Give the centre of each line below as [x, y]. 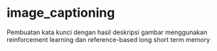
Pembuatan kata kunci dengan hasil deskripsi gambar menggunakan [107, 32]
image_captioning [61, 13]
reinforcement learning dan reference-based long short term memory [108, 39]
